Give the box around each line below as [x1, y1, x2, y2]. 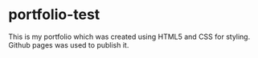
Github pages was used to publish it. [8, 40, 129, 49]
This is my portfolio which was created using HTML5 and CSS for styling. [8, 32, 251, 41]
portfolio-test [8, 6, 100, 24]
